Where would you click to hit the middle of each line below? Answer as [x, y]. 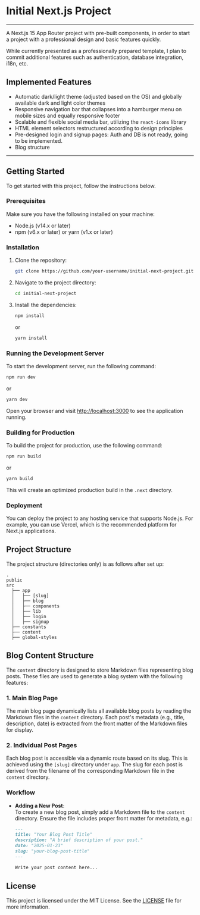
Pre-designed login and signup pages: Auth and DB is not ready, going [101, 134]
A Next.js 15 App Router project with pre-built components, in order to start [98, 33]
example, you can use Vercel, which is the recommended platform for [91, 525]
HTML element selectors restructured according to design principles [99, 128]
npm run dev [21, 377]
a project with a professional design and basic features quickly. [84, 39]
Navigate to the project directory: [55, 283]
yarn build [20, 478]
